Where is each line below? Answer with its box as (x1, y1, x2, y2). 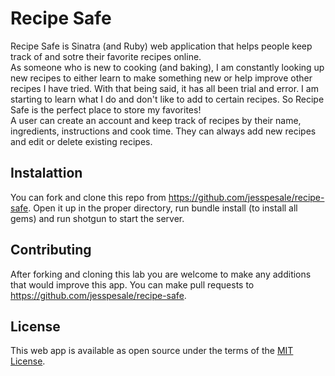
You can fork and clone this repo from (10, 191, 167, 203)
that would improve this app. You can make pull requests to (10, 278, 255, 291)
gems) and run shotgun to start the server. (10, 212, 185, 224)
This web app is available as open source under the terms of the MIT (10, 345, 294, 357)
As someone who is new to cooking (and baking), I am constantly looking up (10, 61, 325, 73)
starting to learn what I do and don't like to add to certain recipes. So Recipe (10, 93, 325, 105)
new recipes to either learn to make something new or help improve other (10, 72, 313, 84)
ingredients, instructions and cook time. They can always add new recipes (10, 125, 317, 137)
